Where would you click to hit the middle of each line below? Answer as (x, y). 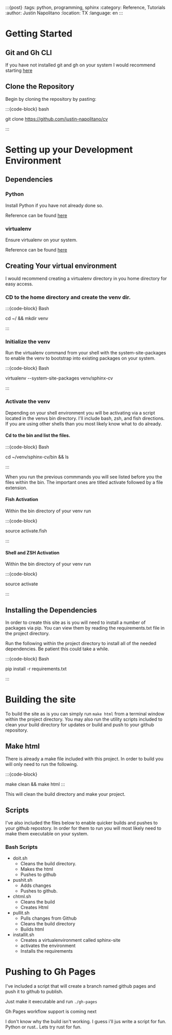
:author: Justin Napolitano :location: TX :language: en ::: (64, 13)
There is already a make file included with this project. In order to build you (84, 759)
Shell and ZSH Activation (33, 552)
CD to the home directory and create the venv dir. (68, 297)
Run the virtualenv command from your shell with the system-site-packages (86, 353)
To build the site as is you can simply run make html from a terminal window (85, 714)
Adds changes (36, 885)
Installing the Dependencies (51, 610)
